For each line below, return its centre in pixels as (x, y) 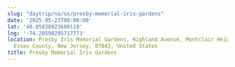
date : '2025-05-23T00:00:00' (50, 20)
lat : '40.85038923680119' (45, 27)
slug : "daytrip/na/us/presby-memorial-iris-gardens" (86, 14)
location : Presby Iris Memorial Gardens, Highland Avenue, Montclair (111, 40)
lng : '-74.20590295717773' (47, 33)
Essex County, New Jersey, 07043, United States (86, 46)
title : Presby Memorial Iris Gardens (62, 53)
